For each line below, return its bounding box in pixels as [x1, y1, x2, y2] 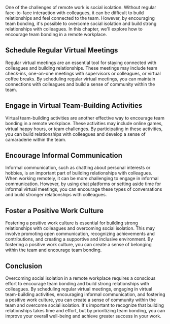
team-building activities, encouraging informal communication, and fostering [5, 291, 165, 298]
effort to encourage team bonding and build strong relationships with [5, 281, 150, 287]
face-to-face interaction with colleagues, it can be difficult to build [5, 10, 144, 16]
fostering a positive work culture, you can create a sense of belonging [5, 242, 152, 248]
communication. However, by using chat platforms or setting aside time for [5, 181, 161, 187]
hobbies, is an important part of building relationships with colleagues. [5, 170, 152, 176]
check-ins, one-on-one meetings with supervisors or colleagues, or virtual [5, 70, 161, 76]
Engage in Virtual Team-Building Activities [5, 101, 143, 110]
